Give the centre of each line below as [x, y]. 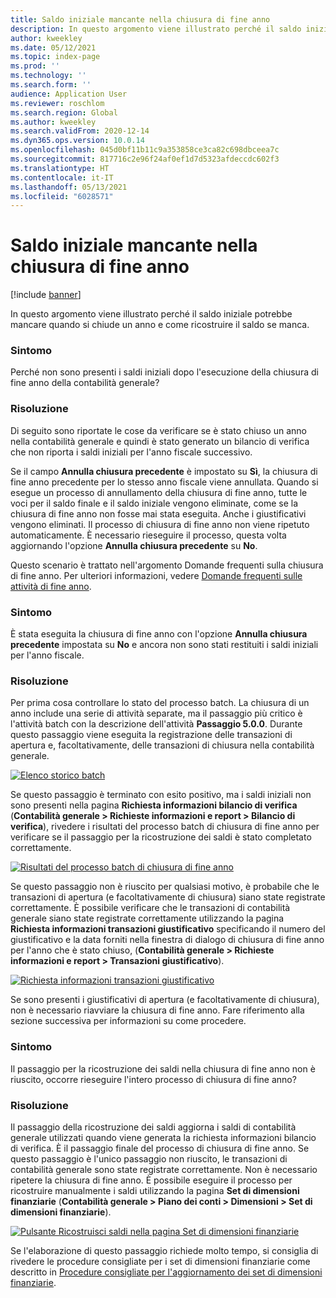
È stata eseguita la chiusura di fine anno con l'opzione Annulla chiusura [159, 634]
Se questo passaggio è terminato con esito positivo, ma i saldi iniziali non [161, 795]
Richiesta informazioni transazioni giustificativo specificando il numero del [168, 929]
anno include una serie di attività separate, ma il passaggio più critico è [156, 713]
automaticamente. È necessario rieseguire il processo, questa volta [148, 535]
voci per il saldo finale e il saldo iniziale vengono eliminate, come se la [154, 503]
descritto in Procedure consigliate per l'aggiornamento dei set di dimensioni [166, 1272]
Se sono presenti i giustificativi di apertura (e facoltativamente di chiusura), [165, 1000]
